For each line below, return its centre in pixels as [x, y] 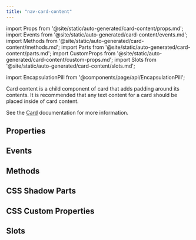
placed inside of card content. [42, 101]
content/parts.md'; [29, 53]
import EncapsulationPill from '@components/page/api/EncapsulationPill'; [96, 77]
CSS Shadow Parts [41, 191]
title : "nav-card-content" [39, 11]
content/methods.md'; [33, 47]
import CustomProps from [84, 53]
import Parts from [83, 47]
